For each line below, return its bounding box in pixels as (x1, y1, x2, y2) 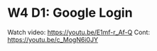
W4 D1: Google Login (7, 5, 133, 21)
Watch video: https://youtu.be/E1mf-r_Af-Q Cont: (7, 28, 151, 36)
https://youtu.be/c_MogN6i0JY (7, 35, 98, 43)
